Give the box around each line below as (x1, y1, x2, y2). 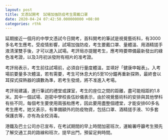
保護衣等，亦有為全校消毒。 (5, 113, 62, 119)
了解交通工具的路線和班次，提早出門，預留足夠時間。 (5, 130, 115, 136)
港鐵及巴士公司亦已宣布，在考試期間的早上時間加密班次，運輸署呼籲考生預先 (5, 123, 163, 130)
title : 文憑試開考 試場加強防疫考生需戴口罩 (5, 12, 88, 17)
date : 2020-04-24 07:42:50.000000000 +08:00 (5, 16, 99, 21)
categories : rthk (5, 21, 41, 26)
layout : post (5, 7, 32, 12)
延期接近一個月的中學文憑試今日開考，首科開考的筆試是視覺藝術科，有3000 (5, 35, 161, 41)
